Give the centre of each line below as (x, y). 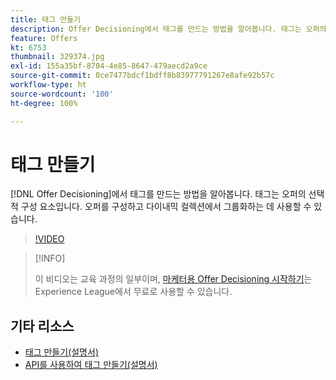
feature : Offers (44, 38)
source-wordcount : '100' (62, 94)
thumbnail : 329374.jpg (57, 57)
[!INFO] (50, 258)
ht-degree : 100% (44, 103)
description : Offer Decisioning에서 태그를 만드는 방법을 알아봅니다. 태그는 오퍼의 (168, 29)
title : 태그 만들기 (45, 19)
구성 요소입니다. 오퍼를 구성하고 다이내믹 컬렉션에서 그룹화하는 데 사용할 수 (166, 207)
